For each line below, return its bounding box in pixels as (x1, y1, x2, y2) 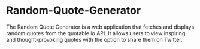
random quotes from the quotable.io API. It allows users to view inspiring (6, 29, 186, 36)
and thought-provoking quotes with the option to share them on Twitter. (6, 36, 183, 43)
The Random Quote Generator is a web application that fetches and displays (6, 23, 195, 30)
